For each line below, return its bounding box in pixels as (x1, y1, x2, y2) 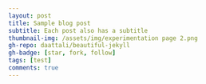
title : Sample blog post (8, 19, 91, 27)
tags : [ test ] (8, 57, 52, 65)
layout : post (8, 11, 52, 20)
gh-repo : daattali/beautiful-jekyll (8, 42, 130, 50)
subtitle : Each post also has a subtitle (8, 26, 149, 34)
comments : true (8, 64, 59, 72)
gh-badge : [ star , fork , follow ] (8, 49, 116, 57)
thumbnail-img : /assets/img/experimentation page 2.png (8, 34, 198, 42)
